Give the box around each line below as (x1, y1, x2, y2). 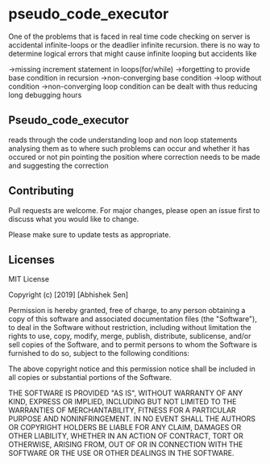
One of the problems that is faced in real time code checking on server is (8, 31, 251, 41)
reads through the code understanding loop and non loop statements (8, 135, 238, 144)
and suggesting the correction (8, 161, 109, 170)
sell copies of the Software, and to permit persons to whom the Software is (8, 340, 258, 349)
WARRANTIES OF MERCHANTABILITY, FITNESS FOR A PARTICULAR (8, 405, 236, 416)
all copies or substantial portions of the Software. (8, 373, 172, 382)
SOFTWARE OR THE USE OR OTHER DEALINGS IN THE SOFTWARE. (8, 449, 235, 458)
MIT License (8, 274, 50, 284)
